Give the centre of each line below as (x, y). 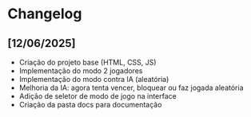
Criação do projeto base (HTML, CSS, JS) (88, 62)
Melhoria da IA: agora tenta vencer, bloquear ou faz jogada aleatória (131, 88)
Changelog (45, 14)
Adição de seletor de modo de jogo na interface (98, 96)
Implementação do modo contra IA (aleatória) (94, 79)
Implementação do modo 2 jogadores (81, 71)
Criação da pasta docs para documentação (90, 105)
